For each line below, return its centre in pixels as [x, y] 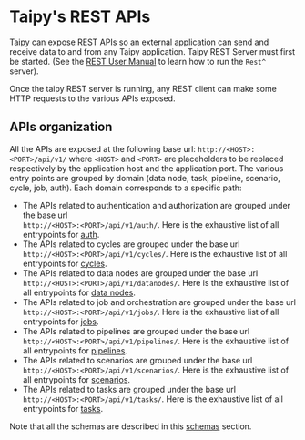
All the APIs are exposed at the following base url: [102, 148]
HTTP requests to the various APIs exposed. [92, 98]
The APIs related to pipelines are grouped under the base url [136, 331]
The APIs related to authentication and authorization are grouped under [157, 205]
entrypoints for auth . [61, 234]
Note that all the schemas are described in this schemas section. [131, 426]
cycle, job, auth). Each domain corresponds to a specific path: [126, 188]
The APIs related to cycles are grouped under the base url [131, 244]
